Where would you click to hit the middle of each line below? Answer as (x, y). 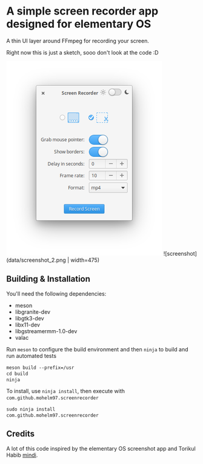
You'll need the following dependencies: (56, 293)
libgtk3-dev (29, 318)
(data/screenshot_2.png (36, 260)
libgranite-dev (32, 312)
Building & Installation (48, 279)
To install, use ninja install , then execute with (66, 391)
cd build (17, 374)
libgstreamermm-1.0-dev (46, 331)
